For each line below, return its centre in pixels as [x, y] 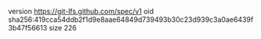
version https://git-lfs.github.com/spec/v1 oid [81, 11]
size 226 [63, 28]
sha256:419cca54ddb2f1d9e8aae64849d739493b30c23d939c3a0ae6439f [131, 19]
